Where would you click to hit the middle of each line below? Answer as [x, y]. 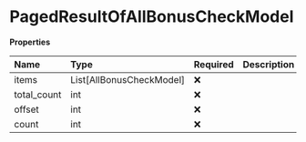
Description [269, 64]
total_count [38, 95]
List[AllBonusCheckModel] [127, 79]
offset [26, 109]
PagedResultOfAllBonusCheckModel [152, 17]
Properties [30, 42]
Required [214, 64]
